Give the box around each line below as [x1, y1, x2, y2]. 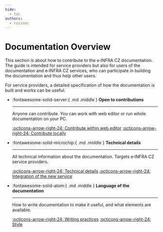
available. [12, 207, 32, 213]
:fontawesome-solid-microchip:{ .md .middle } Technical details [12, 140, 141, 146]
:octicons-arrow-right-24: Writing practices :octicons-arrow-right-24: [12, 217, 151, 222]
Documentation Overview [5, 42, 111, 52]
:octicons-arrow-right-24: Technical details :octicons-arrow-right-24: [12, 168, 151, 174]
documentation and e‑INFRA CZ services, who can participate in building [5, 68, 151, 74]
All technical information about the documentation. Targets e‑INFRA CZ [12, 154, 154, 160]
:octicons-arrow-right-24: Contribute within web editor [12, 125, 122, 131]
